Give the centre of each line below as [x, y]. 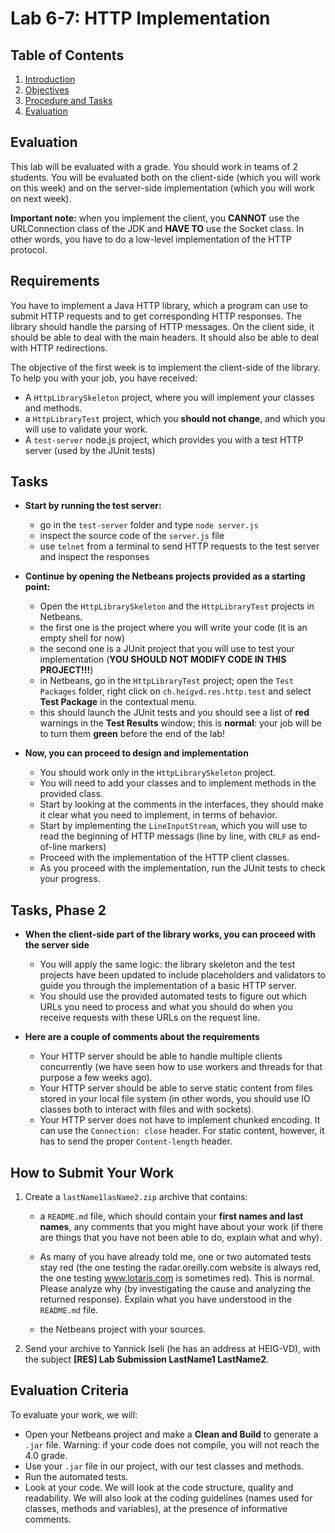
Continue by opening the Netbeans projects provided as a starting [165, 576]
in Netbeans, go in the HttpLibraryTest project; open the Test [166, 681]
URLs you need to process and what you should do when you [166, 1007]
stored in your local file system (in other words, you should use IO [175, 1099]
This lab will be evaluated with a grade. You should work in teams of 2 [154, 166]
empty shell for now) [82, 638]
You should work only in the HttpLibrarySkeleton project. [158, 773]
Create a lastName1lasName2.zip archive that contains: [136, 1197]
